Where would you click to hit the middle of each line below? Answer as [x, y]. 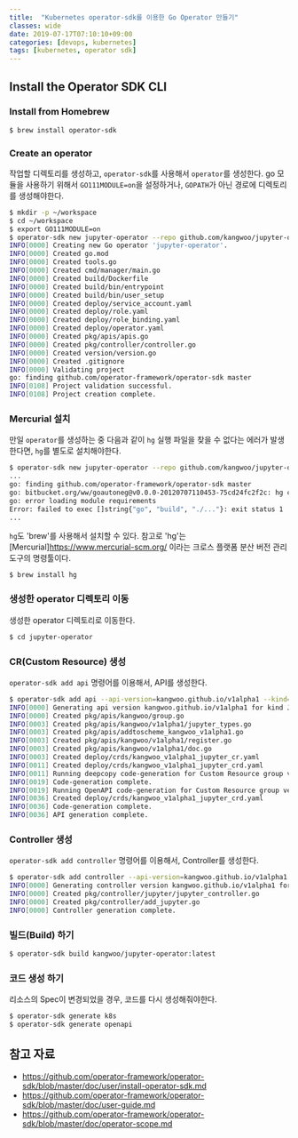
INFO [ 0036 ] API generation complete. [79, 815]
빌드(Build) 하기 [42, 934]
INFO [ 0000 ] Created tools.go [63, 262]
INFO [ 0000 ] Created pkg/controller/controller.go [103, 345]
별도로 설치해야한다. [86, 451]
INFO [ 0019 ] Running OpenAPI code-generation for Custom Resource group [144, 790]
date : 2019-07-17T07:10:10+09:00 [71, 34]
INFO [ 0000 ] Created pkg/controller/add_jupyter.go [105, 902]
